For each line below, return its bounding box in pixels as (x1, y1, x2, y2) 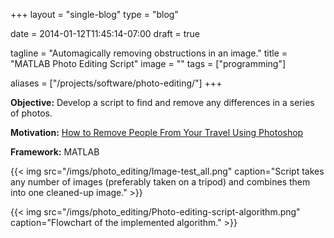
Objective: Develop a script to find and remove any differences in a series (10, 97, 315, 108)
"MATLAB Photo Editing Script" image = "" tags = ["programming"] (10, 58, 287, 69)
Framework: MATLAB (10, 146, 100, 158)
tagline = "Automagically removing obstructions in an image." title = (10, 47, 288, 59)
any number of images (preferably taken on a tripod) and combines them (10, 176, 311, 188)
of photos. (10, 107, 53, 119)
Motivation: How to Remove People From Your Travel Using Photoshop (10, 127, 304, 138)
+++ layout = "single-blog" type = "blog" (10, 9, 179, 20)
